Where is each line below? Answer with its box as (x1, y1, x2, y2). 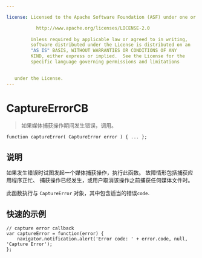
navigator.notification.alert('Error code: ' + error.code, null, (17, 236, 188, 242)
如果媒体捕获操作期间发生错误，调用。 (21, 122, 117, 129)
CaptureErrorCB (6, 101, 89, 115)
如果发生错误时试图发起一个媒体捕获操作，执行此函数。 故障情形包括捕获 (6, 169, 188, 176)
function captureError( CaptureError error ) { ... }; (6, 134, 148, 140)
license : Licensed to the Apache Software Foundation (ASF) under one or (6, 14, 197, 20)
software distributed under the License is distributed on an (30, 42, 191, 48)
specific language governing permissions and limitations (30, 59, 180, 65)
